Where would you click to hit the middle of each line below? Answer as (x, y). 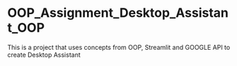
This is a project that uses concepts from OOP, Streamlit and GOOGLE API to (119, 47)
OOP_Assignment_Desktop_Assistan (118, 13)
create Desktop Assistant (44, 55)
